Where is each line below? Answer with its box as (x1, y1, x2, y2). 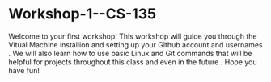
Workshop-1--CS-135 (8, 5, 156, 23)
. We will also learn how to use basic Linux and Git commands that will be (8, 48, 252, 58)
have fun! (8, 65, 40, 75)
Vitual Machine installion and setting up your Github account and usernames (8, 39, 263, 49)
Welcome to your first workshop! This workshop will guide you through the (8, 31, 257, 41)
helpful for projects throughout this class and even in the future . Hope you (8, 57, 257, 67)
